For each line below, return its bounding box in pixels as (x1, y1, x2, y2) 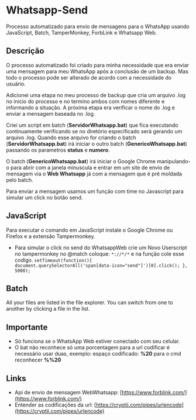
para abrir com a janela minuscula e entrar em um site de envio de (11, 164, 170, 171)
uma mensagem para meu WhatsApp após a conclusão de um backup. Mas (6, 68, 189, 75)
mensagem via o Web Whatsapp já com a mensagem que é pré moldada (6, 170, 183, 177)
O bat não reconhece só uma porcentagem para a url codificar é (14, 344, 170, 351)
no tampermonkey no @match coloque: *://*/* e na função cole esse (14, 250, 184, 257)
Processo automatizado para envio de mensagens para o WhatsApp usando (6, 23, 190, 30)
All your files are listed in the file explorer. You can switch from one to (6, 299, 174, 306)
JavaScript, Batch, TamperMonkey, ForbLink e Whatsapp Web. (6, 29, 157, 36)
